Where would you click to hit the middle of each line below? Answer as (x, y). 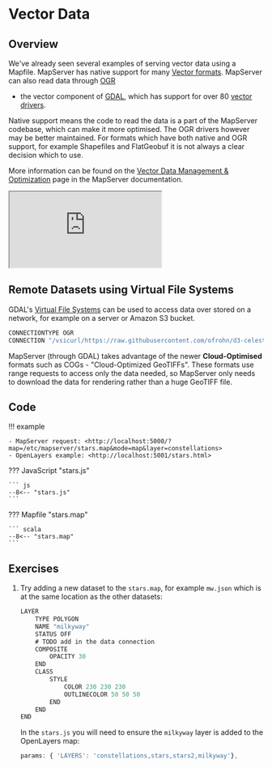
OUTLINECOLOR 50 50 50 (102, 694)
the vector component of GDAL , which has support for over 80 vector (136, 96)
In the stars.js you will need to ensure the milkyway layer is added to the (142, 732)
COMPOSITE (51, 649)
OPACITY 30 (68, 657)
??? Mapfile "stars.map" (48, 514)
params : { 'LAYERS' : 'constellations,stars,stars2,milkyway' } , (129, 756)
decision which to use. (46, 155)
